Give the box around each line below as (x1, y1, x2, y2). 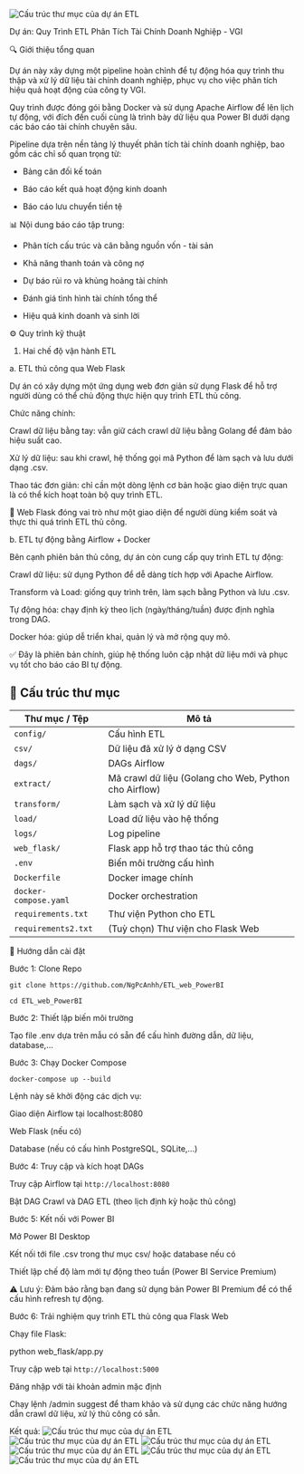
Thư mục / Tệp (24, 712, 89, 725)
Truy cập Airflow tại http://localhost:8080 (9, 1178, 170, 1189)
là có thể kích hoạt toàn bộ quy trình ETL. (9, 489, 163, 500)
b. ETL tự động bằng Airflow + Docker (9, 535, 151, 544)
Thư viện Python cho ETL (108, 907, 215, 920)
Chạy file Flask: (9, 1328, 67, 1339)
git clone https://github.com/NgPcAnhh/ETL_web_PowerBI (9, 980, 224, 989)
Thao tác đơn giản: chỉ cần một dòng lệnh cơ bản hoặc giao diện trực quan (9, 480, 288, 490)
